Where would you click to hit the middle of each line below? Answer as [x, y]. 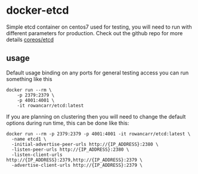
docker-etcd [38, 10]
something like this [29, 79]
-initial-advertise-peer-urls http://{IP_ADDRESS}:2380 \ [85, 144]
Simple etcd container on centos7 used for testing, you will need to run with [99, 27]
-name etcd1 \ [29, 139]
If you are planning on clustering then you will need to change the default [96, 116]
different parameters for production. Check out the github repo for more [95, 33]
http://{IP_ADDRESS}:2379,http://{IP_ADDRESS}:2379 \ [75, 160]
